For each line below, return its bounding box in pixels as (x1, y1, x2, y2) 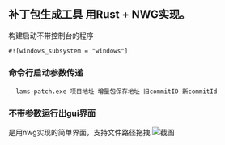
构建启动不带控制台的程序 (8, 31, 94, 41)
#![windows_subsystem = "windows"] (8, 47, 129, 55)
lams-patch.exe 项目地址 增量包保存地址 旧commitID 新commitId (15, 87, 218, 96)
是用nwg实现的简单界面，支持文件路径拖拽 (8, 128, 151, 138)
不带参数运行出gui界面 (8, 108, 96, 119)
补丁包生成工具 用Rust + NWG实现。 (8, 7, 191, 22)
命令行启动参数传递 (8, 67, 83, 79)
